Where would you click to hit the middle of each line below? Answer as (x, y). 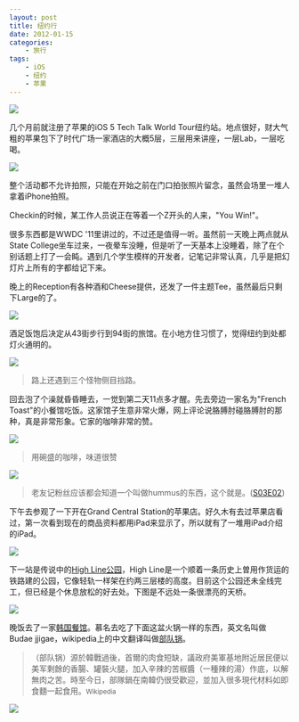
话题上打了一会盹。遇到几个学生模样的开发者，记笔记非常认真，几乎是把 (149, 256)
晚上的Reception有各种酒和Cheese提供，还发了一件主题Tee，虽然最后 (138, 286)
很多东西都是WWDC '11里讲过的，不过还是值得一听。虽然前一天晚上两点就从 (149, 234)
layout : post (33, 17)
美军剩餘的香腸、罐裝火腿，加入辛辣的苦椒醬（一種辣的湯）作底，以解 (160, 669)
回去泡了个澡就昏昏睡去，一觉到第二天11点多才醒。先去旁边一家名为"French (148, 398)
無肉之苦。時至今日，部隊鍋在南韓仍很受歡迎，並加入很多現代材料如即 (160, 679)
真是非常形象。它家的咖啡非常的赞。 (91, 421)
